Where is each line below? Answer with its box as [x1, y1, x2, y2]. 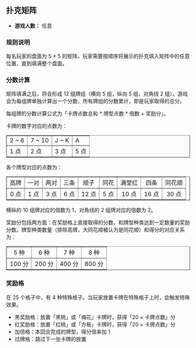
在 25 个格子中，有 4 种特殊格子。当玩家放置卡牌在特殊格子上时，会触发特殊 [6, 294, 190, 301]
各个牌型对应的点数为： [6, 164, 62, 171]
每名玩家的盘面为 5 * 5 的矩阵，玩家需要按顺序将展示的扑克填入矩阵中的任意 [6, 53, 190, 60]
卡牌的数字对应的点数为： [6, 122, 68, 130]
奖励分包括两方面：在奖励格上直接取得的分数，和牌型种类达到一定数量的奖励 [6, 219, 190, 226]
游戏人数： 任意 [14, 22, 52, 29]
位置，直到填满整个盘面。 [6, 60, 68, 67]
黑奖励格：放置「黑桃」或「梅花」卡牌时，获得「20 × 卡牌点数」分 [14, 313, 176, 321]
